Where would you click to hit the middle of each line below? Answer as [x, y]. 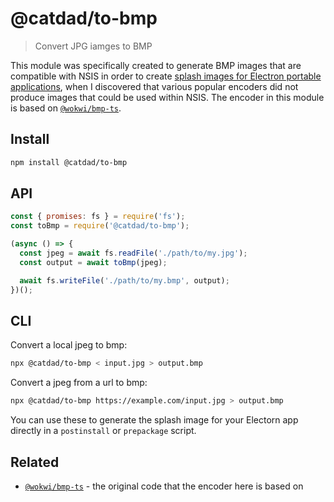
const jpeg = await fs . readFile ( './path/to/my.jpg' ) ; [133, 253]
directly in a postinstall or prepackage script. [103, 431]
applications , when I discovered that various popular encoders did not [154, 86]
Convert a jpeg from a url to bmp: [79, 383]
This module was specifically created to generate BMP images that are [156, 65]
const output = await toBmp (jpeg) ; [93, 262]
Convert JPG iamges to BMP [93, 46]
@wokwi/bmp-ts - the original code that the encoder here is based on [164, 486]
